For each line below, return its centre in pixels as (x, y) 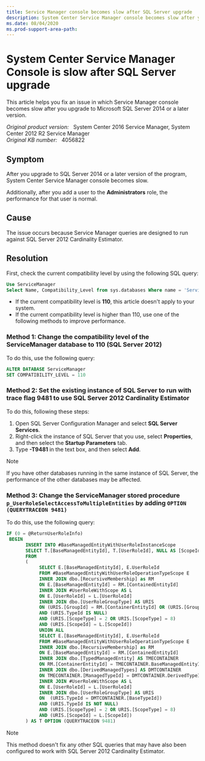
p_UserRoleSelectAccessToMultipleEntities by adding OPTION (96, 503)
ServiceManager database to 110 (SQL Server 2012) (84, 345)
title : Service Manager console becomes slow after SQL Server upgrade (99, 12)
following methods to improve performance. (70, 321)
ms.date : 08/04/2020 (33, 23)
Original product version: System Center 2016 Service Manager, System (98, 127)
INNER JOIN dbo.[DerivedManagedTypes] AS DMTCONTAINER (110, 670)
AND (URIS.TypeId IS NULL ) (73, 613)
